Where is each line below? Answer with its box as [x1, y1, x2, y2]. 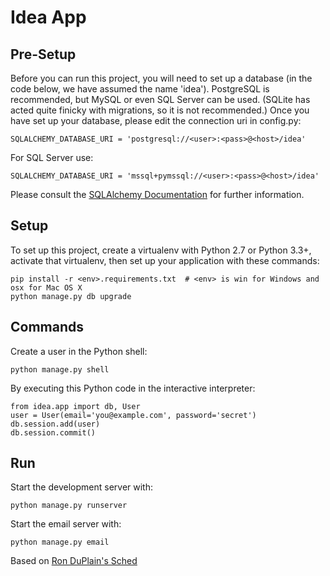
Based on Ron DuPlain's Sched [10, 555, 138, 567]
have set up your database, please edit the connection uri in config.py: [10, 115, 302, 126]
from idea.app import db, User [10, 401, 141, 411]
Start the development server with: [10, 481, 153, 493]
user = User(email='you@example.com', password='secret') [10, 410, 257, 420]
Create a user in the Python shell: [10, 345, 148, 357]
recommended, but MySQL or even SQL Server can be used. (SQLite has [10, 94, 311, 105]
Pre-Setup [10, 46, 77, 63]
